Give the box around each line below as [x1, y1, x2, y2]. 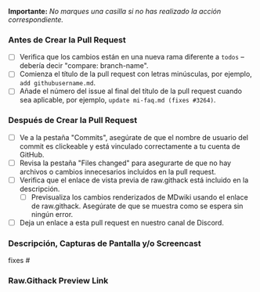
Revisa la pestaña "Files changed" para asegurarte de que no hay [19, 158, 232, 168]
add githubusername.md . [19, 78, 96, 88]
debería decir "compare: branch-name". [19, 61, 149, 70]
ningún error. [31, 210, 74, 219]
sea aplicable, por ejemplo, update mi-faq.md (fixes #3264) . [19, 96, 216, 105]
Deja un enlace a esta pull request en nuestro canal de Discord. [19, 218, 225, 228]
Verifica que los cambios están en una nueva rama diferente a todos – [19, 52, 244, 62]
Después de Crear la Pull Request [8, 115, 138, 126]
